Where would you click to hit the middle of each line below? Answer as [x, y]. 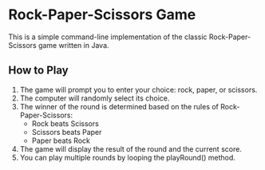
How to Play [39, 71]
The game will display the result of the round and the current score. [131, 148]
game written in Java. [74, 45]
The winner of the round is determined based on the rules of [119, 106]
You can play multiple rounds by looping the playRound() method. [127, 157]
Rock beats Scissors [65, 123]
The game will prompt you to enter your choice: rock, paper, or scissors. [138, 89]
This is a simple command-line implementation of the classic [108, 37]
